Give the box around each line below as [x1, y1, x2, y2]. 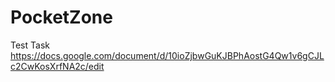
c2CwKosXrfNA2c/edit [10, 60, 105, 72]
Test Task [10, 39, 50, 51]
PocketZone [10, 6, 113, 29]
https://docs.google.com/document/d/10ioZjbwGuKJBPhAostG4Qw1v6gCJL [10, 49, 325, 61]
